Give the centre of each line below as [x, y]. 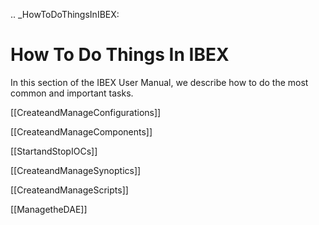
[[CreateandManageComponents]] [81, 131]
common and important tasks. [72, 93]
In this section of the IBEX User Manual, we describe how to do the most [159, 82]
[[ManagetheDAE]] [49, 209]
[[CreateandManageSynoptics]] [76, 170]
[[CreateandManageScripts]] [69, 190]
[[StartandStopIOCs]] [54, 151]
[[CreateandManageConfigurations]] [86, 112]
